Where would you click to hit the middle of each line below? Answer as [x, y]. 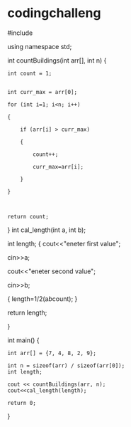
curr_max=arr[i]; [58, 167]
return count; [28, 216]
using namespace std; [40, 46]
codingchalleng [54, 13]
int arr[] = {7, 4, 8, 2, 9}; [52, 353]
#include [20, 33]
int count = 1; [30, 73]
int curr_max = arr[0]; [42, 92]
